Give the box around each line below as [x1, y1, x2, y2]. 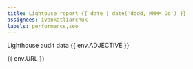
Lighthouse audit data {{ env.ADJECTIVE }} [7, 42, 130, 50]
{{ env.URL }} [7, 55, 45, 63]
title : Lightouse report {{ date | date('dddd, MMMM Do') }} [7, 10, 187, 17]
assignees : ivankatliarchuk [7, 16, 88, 23]
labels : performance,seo [7, 23, 79, 29]
